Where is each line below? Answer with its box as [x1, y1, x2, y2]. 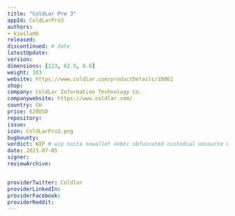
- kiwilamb [7, 29, 39, 37]
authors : [7, 23, 33, 30]
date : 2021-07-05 [7, 147, 58, 154]
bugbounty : [7, 134, 39, 141]
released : [7, 36, 36, 43]
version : [7, 56, 33, 63]
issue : [7, 121, 27, 128]
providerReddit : [7, 198, 55, 205]
